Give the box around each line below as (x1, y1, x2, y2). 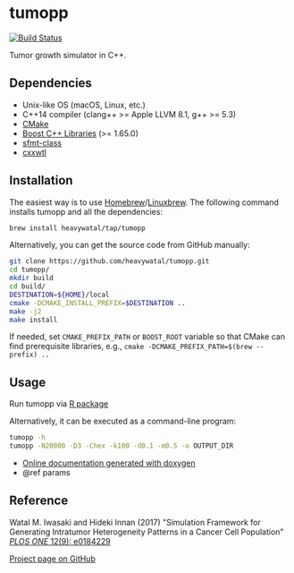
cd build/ (9, 282, 46, 291)
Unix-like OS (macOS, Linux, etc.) (21, 99, 146, 110)
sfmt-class (21, 137, 63, 148)
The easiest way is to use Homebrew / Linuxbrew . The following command (9, 196, 280, 208)
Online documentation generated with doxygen (21, 458, 196, 468)
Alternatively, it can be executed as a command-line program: (9, 415, 237, 427)
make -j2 (9, 307, 42, 316)
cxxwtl (21, 147, 47, 158)
